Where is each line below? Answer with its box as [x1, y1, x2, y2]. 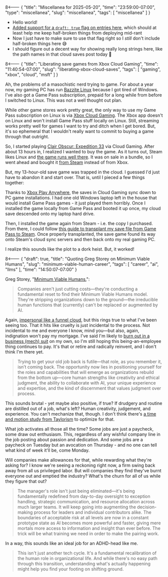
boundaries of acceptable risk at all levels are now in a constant [17, 515, 149, 520]
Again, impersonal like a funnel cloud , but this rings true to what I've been [5, 317, 157, 323]
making [17, 509, 33, 515]
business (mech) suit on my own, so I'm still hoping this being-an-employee [5, 338, 161, 344]
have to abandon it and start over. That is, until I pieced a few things [5, 174, 145, 180]
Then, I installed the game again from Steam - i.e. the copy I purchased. [5, 221, 153, 226]
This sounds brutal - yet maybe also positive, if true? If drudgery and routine [5, 401, 162, 406]
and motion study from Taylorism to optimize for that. [5, 416, 115, 422]
